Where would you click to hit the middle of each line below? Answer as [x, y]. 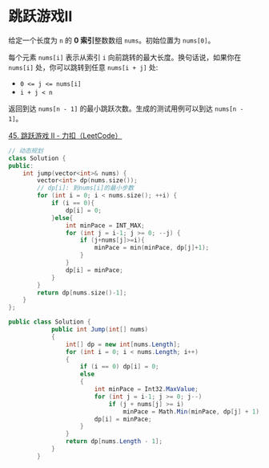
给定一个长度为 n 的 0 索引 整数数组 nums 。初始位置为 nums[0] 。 [112, 40]
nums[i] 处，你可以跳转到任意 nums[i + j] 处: [83, 67]
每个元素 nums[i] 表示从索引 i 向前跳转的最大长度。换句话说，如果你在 [125, 57]
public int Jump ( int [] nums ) [100, 330]
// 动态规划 [26, 151]
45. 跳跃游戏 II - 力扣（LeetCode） [65, 135]
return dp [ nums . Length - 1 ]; [114, 442]
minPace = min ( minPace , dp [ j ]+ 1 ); [152, 248]
